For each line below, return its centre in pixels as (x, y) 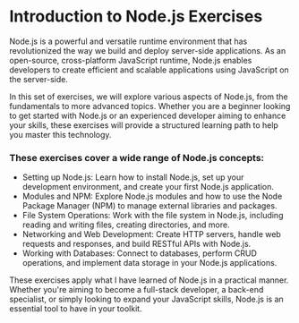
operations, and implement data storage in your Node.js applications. (149, 263)
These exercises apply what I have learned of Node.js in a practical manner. (149, 280)
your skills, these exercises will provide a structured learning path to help (144, 125)
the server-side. (39, 79)
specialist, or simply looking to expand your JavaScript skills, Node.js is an (146, 299)
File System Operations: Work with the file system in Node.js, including (153, 216)
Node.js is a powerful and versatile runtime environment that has (128, 41)
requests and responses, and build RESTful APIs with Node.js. (137, 244)
